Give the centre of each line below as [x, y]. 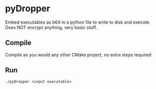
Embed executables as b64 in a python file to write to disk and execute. [78, 22]
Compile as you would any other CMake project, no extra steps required [78, 55]
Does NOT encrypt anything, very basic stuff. [51, 27]
